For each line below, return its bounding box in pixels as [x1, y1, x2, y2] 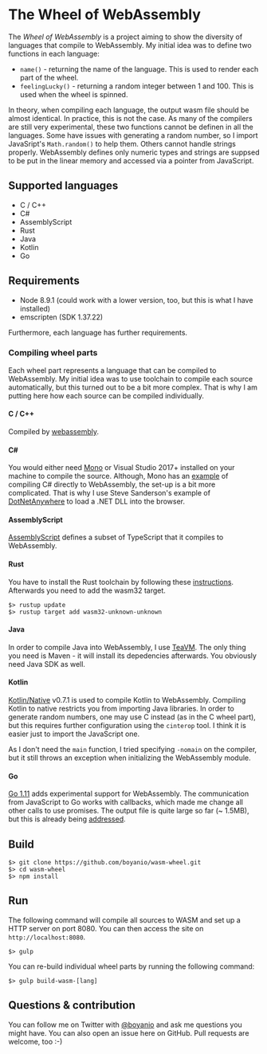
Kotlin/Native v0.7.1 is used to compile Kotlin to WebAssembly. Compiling [8, 695, 246, 705]
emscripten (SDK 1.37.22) [19, 312, 104, 322]
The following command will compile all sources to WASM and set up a [8, 915, 241, 925]
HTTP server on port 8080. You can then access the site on [8, 923, 204, 933]
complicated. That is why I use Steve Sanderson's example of [8, 488, 211, 498]
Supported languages [8, 179, 119, 193]
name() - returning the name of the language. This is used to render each [19, 64, 259, 73]
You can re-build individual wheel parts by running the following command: [8, 962, 255, 971]
